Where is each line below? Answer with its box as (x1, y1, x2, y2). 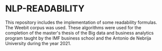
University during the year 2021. (5, 40, 71, 46)
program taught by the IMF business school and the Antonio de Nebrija (5, 35, 151, 41)
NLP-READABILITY (5, 3, 85, 14)
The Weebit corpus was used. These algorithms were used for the (5, 24, 141, 30)
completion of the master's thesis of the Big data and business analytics (5, 30, 154, 36)
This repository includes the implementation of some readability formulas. (5, 19, 157, 25)
